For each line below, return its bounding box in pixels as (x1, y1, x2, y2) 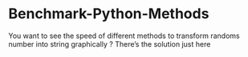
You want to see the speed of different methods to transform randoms (8, 31, 240, 40)
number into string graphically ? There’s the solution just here (8, 39, 211, 48)
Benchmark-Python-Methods (8, 5, 209, 23)
